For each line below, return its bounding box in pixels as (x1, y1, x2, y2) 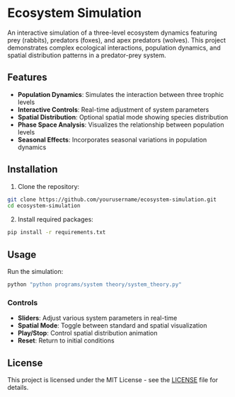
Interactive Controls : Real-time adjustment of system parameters (17, 105, 210, 114)
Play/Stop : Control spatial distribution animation (17, 329, 158, 338)
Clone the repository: (17, 182, 80, 190)
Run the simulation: (7, 267, 64, 275)
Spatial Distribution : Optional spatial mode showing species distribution (17, 113, 229, 121)
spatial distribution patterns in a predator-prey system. (7, 51, 166, 59)
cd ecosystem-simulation (7, 202, 81, 209)
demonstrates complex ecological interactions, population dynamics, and (7, 43, 221, 52)
